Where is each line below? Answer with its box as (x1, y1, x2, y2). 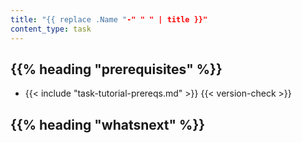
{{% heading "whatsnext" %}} (10, 116, 206, 133)
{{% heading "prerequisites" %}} (10, 61, 223, 78)
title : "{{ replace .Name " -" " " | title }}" (10, 14, 208, 25)
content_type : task (10, 24, 92, 34)
